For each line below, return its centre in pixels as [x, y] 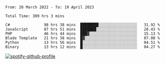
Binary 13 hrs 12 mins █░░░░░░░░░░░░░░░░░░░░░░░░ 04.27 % [82, 47]
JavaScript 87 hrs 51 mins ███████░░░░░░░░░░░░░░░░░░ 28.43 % [82, 29]
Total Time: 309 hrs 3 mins [35, 16]
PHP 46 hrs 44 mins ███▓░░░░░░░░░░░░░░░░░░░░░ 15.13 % [82, 34]
